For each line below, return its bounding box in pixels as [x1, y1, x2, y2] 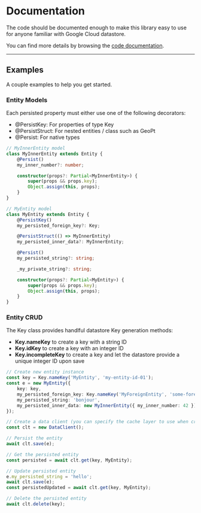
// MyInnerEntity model [6, 145, 66, 151]
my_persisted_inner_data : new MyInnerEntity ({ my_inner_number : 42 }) [17, 402, 197, 408]
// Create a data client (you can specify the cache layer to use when [6, 419, 188, 425]
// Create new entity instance [6, 369, 84, 375]
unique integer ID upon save [14, 357, 85, 365]
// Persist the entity [6, 435, 63, 441]
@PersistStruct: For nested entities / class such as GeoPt [14, 128, 156, 135]
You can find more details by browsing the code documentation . [6, 42, 165, 49]
